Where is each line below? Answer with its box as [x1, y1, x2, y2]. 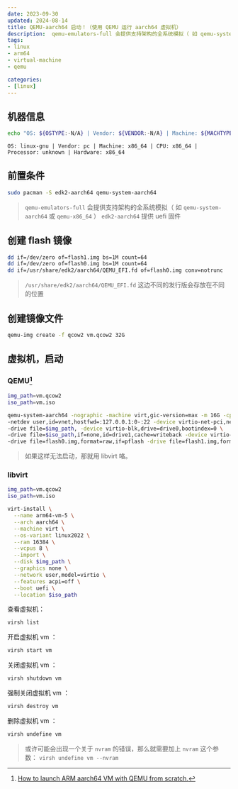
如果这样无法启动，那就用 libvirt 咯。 [24, 452, 132, 460]
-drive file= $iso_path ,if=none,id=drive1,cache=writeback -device [7, 431, 208, 438]
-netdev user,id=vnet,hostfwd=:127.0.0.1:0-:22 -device [7, 418, 176, 426]
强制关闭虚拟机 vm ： [7, 689, 70, 697]
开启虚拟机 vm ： [7, 633, 58, 641]
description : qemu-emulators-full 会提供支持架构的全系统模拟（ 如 [7, 30, 198, 38]
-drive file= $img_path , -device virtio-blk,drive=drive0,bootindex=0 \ [7, 425, 223, 432]
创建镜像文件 [7, 312, 64, 324]
